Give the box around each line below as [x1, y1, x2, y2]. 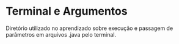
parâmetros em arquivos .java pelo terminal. [5, 31, 117, 38]
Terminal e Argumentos [5, 4, 128, 18]
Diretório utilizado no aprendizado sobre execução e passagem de [5, 24, 174, 32]
